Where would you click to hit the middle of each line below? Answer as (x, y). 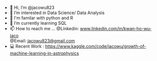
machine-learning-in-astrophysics (44, 53)
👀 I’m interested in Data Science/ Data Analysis (57, 13)
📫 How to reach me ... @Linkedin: (44, 29)
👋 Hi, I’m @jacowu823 (32, 8)
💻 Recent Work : (27, 46)
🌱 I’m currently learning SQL (38, 23)
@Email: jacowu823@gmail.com (42, 41)
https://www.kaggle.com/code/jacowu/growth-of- (95, 46)
